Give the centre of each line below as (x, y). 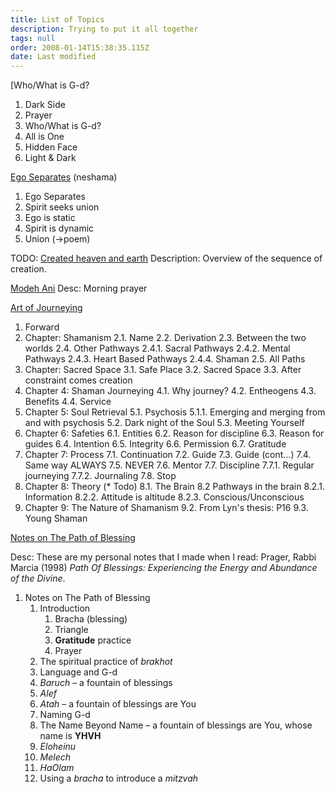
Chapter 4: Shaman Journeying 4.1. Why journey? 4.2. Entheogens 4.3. (170, 391)
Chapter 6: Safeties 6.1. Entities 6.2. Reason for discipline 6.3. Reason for (174, 433)
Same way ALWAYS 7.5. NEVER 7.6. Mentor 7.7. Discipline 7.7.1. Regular (169, 465)
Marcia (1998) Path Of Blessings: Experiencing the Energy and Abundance (164, 568)
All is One (44, 137)
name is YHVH (70, 736)
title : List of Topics (57, 19)
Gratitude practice (93, 640)
